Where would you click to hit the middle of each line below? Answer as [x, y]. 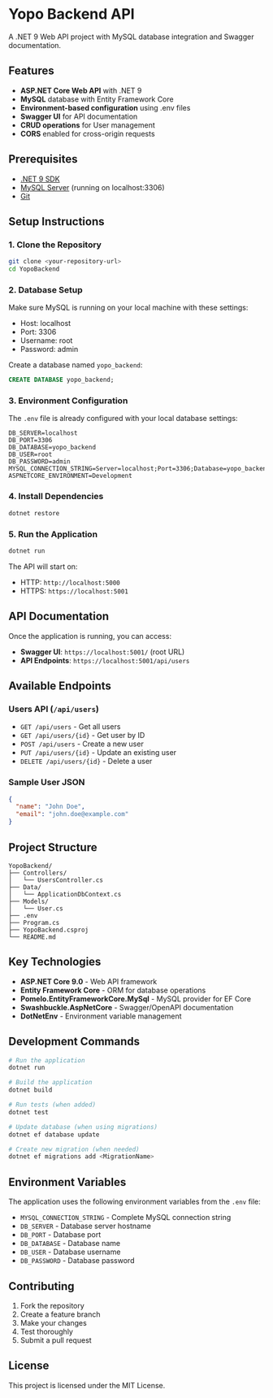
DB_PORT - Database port [61, 1235]
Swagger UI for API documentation [79, 116]
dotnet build [30, 1090]
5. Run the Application [53, 534]
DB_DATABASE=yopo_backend [52, 448]
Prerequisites [43, 159]
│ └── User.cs [36, 908]
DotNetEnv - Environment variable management [101, 1016]
